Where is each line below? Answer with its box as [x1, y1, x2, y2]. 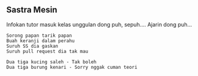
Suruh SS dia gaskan [6, 43, 59, 49]
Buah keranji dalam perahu [6, 37, 75, 44]
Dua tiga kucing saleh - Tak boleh [6, 59, 97, 65]
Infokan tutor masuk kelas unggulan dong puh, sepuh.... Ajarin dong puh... [6, 21, 193, 28]
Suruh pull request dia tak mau [6, 48, 88, 54]
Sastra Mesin [6, 5, 58, 15]
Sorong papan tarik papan [6, 33, 72, 39]
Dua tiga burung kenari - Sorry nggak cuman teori [6, 64, 138, 70]
